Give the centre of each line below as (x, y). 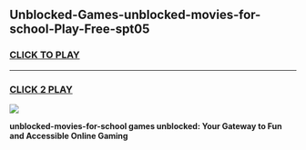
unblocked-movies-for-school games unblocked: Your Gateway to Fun (146, 125)
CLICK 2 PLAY (41, 89)
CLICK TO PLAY (45, 55)
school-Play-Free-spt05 (80, 30)
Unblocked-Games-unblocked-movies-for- (135, 15)
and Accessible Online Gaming (69, 135)
